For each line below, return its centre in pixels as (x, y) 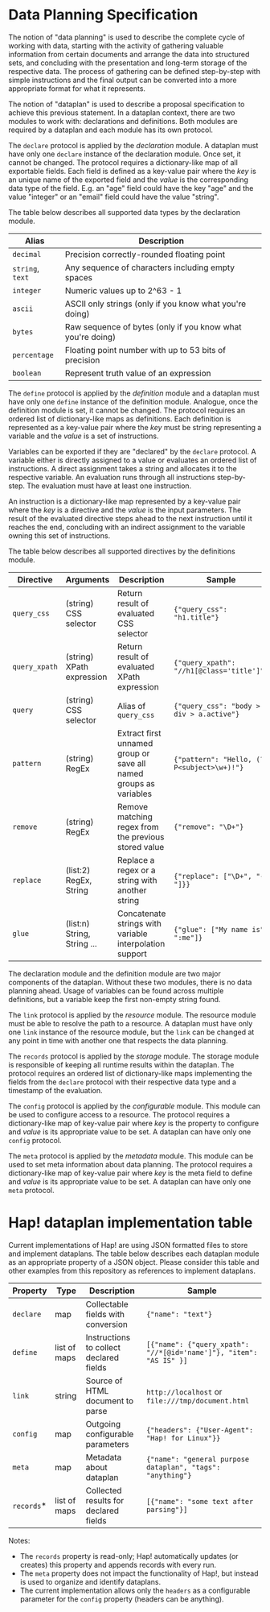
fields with (105, 1314)
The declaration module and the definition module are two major (115, 973)
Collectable (107, 1304)
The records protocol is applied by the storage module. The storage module (134, 1056)
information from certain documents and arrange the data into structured (129, 54)
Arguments (88, 579)
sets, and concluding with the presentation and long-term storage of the (128, 63)
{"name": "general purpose (198, 1459)
